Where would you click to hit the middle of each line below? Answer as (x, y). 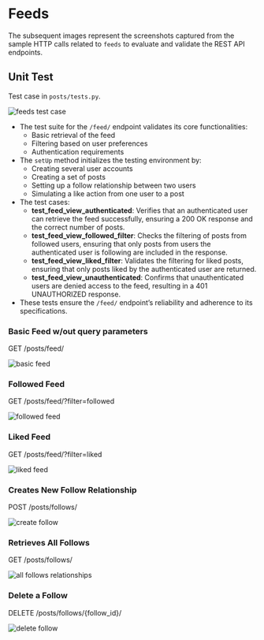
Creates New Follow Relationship (73, 489)
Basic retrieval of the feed (73, 135)
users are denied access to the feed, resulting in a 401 (119, 285)
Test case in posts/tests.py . (54, 96)
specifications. (43, 311)
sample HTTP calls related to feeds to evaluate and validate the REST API (127, 43)
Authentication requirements (78, 151)
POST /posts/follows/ (43, 507)
